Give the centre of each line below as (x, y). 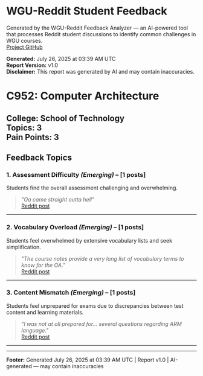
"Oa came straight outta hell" (58, 200)
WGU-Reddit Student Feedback (87, 11)
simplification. (24, 247)
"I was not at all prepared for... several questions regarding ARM (101, 323)
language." (35, 330)
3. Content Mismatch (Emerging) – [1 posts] (71, 293)
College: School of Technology (66, 118)
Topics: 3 (24, 128)
